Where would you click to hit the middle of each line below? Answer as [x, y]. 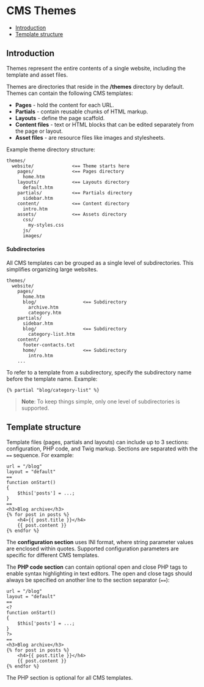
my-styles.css [46, 225]
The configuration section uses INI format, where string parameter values [100, 542]
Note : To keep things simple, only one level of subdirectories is [100, 401]
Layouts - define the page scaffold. [60, 118]
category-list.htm [52, 334]
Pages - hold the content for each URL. [64, 105]
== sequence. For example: [40, 455]
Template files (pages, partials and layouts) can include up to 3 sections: [98, 442]
